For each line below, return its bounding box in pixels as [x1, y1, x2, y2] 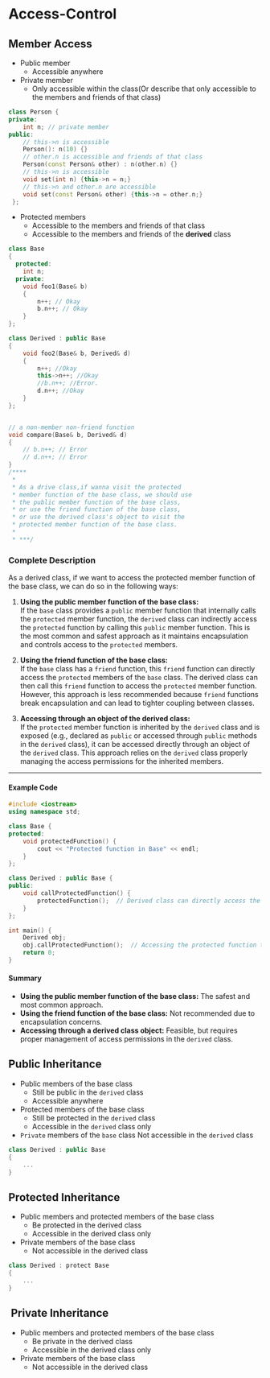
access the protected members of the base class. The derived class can [19, 673, 259, 683]
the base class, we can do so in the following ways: [8, 581, 178, 592]
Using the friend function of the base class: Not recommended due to [19, 1009, 256, 1018]
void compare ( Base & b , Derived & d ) [8, 431, 128, 439]
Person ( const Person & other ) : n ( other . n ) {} [22, 160, 178, 169]
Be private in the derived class [31, 1336, 133, 1346]
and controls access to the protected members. [19, 640, 178, 650]
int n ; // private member [22, 122, 110, 131]
